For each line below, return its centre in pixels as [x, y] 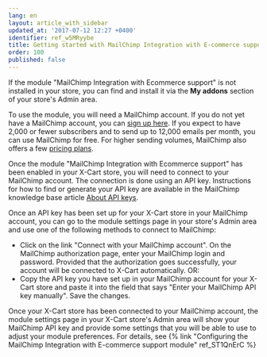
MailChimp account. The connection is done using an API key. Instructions [130, 180]
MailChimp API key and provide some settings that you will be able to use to [132, 328]
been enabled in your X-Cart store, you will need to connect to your [118, 172]
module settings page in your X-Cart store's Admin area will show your [124, 319]
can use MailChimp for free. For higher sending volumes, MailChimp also [128, 140]
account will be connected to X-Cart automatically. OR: [110, 270]
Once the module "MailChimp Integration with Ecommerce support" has [126, 163]
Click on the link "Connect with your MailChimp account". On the [126, 245]
